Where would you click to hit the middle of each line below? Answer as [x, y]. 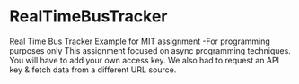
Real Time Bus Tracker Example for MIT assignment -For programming [140, 41]
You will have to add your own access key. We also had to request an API [145, 60]
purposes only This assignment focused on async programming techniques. [150, 50]
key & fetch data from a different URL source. [93, 70]
